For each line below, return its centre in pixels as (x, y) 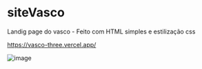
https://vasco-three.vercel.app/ (52, 44)
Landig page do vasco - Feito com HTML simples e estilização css (101, 31)
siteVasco (36, 13)
